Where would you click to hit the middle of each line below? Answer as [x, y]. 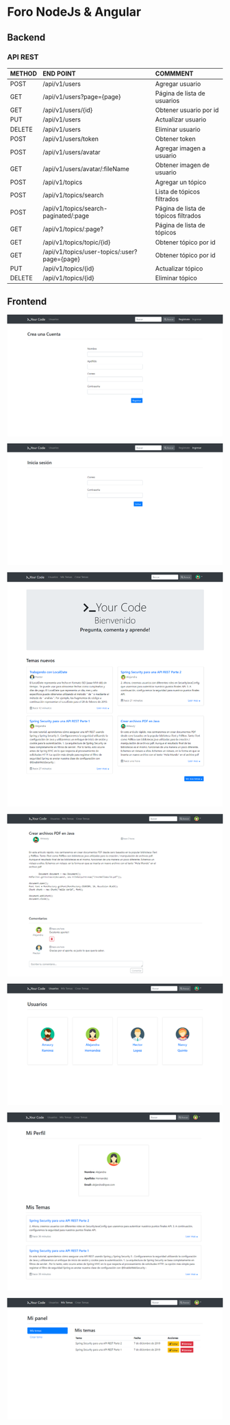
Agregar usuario [178, 84]
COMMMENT [174, 74]
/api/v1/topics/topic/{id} [77, 242]
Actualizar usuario [181, 120]
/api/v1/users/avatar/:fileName [86, 168]
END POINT [60, 74]
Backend [26, 37]
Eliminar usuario [178, 129]
